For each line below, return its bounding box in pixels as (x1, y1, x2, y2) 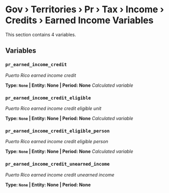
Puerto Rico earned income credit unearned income (5, 171, 115, 178)
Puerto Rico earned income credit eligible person (5, 139, 109, 145)
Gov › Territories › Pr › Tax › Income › (5, 4, 164, 15)
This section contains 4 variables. (5, 31, 77, 37)
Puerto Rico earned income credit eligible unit (5, 105, 102, 111)
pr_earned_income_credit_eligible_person (5, 128, 110, 134)
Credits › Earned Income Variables (5, 14, 154, 26)
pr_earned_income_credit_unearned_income (5, 161, 110, 167)
